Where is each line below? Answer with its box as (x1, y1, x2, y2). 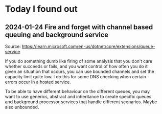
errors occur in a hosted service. (5, 79, 71, 85)
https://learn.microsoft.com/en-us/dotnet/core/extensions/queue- (22, 44, 155, 49)
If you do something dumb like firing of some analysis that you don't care (5, 58, 153, 64)
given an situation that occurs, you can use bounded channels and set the (5, 68, 154, 74)
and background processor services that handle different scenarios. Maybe (5, 99, 158, 105)
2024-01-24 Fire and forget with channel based (5, 23, 153, 31)
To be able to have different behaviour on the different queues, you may (5, 89, 150, 94)
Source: (5, 44, 21, 49)
